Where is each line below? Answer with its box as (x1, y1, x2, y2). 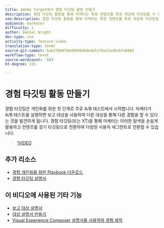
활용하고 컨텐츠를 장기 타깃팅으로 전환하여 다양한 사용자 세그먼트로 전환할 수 (5, 124, 150, 130)
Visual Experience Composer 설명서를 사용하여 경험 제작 (12, 217, 123, 223)
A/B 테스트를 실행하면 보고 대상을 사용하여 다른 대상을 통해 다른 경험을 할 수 (5, 112, 149, 118)
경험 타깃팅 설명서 (12, 175, 46, 181)
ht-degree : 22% (5, 62, 36, 67)
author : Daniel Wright (5, 30, 51, 35)
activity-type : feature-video (5, 39, 67, 44)
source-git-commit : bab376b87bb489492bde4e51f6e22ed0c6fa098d (5, 48, 134, 53)
